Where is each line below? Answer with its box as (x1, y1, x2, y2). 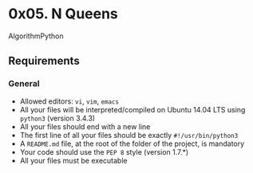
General (8, 78, 40, 89)
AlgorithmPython (8, 31, 64, 41)
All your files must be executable (19, 155, 128, 165)
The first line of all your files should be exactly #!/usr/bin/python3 (19, 130, 239, 140)
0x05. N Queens (8, 5, 118, 23)
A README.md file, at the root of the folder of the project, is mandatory (19, 139, 245, 148)
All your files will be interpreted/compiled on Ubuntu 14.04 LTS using (19, 104, 246, 114)
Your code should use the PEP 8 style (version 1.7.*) (19, 147, 189, 156)
